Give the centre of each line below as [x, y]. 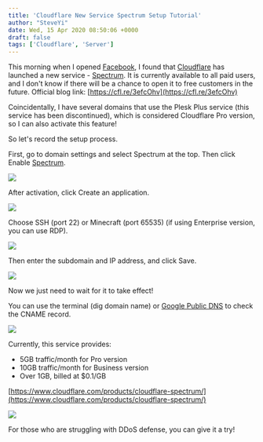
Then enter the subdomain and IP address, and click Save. [102, 261]
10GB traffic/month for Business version [84, 368]
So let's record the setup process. [63, 139]
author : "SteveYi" [38, 23]
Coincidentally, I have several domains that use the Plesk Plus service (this [129, 108]
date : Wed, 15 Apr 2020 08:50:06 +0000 [73, 30]
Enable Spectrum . [37, 163]
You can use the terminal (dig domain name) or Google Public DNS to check [131, 306]
